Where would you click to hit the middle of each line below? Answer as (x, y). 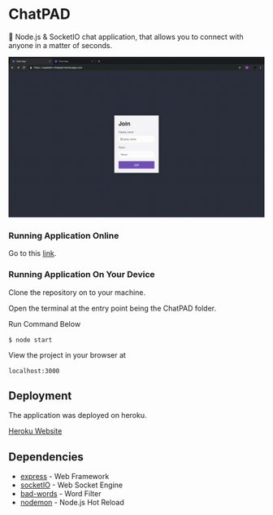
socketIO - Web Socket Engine (71, 485)
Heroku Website (35, 431)
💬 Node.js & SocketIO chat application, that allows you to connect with (126, 37)
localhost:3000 (34, 371)
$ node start (30, 340)
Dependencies (46, 457)
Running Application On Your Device (82, 275)
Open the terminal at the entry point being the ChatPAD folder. (113, 308)
